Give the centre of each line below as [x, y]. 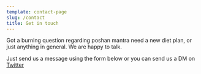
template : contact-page [37, 12]
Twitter [15, 65]
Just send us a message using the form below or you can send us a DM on [101, 59]
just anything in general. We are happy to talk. [64, 47]
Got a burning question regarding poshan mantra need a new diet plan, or [99, 41]
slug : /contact [26, 18]
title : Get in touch [33, 23]
